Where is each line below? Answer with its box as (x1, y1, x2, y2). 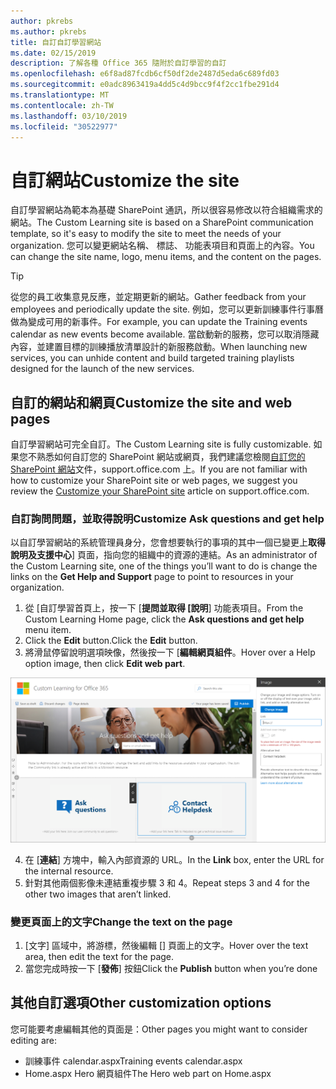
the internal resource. (24, 865, 114, 877)
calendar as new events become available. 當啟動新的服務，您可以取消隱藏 (10, 328, 320, 340)
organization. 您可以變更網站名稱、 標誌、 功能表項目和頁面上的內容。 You (10, 240, 315, 252)
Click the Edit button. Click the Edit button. (24, 635, 198, 647)
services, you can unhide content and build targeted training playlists (10, 352, 295, 364)
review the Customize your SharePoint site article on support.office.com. (10, 485, 310, 497)
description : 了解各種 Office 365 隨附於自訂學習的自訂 (10, 58, 227, 69)
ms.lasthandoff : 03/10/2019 (10, 111, 128, 121)
